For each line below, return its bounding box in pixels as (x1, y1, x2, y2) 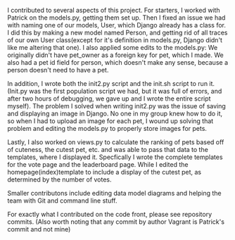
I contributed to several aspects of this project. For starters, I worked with (7, 6, 220, 14)
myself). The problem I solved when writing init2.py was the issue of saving (7, 102, 227, 110)
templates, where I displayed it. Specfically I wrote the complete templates (7, 153, 223, 161)
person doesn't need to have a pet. (7, 66, 109, 74)
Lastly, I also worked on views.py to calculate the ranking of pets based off (7, 138, 224, 146)
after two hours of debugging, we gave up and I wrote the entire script (7, 94, 211, 103)
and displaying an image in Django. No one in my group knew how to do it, (7, 109, 223, 118)
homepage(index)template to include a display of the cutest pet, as (7, 168, 202, 176)
